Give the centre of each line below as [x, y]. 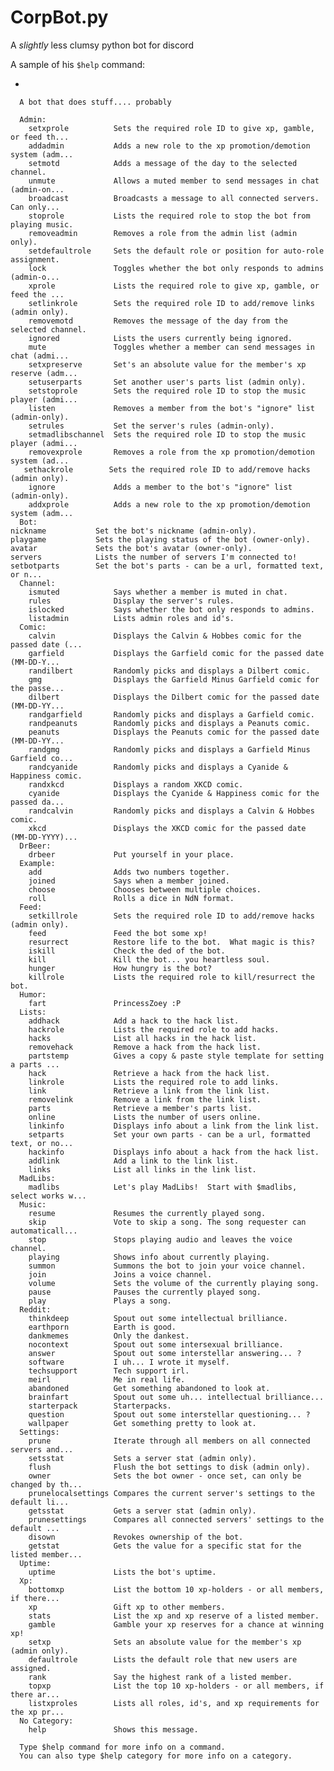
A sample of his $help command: [78, 64]
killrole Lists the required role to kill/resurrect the [171, 977]
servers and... [42, 1449]
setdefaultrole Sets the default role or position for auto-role [176, 251]
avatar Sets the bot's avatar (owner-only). [131, 548]
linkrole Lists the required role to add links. [154, 1082]
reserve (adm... [44, 373]
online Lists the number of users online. [145, 1117]
